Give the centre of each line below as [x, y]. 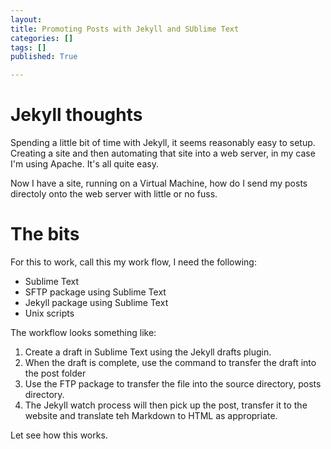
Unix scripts [49, 313]
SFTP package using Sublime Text [95, 292]
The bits [45, 234]
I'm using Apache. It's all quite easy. [84, 164]
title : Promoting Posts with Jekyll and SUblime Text [125, 29]
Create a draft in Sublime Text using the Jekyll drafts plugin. [148, 352]
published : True [44, 57]
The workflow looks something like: [83, 332]
